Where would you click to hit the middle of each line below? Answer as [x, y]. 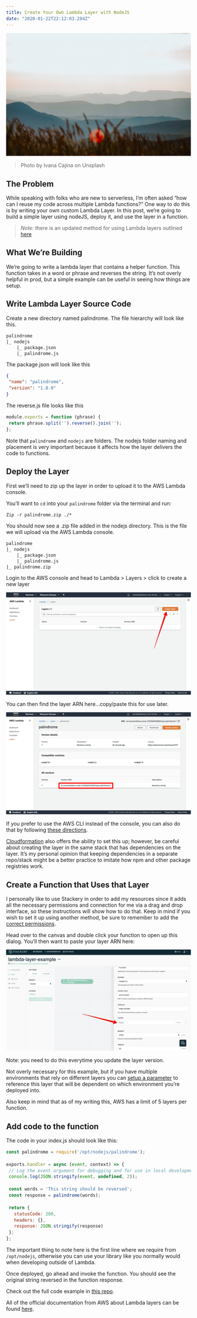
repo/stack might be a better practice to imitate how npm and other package [98, 860]
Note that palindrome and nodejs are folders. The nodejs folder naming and [96, 441]
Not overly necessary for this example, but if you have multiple [82, 1072]
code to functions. [28, 453]
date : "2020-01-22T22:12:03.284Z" [48, 18]
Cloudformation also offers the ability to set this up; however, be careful [93, 842]
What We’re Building [44, 253]
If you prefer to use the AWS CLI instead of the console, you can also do [93, 824]
